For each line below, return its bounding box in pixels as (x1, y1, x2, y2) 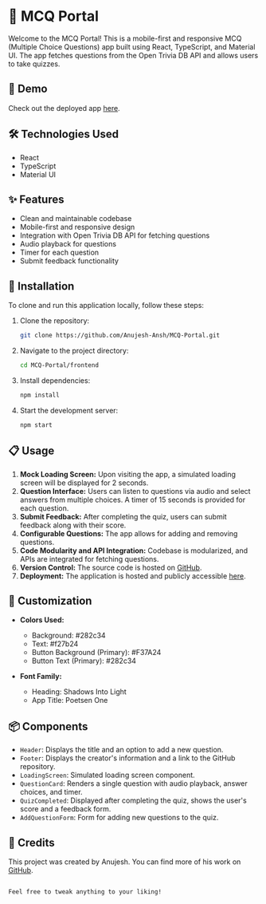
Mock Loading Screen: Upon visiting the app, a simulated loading (19, 469, 237, 479)
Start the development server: (19, 405, 119, 415)
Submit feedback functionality (19, 256, 119, 266)
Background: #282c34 (31, 630, 106, 641)
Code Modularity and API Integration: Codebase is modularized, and (19, 546, 248, 555)
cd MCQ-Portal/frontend (19, 361, 100, 369)
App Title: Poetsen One (31, 696, 108, 705)
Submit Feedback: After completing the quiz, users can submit (19, 511, 227, 521)
